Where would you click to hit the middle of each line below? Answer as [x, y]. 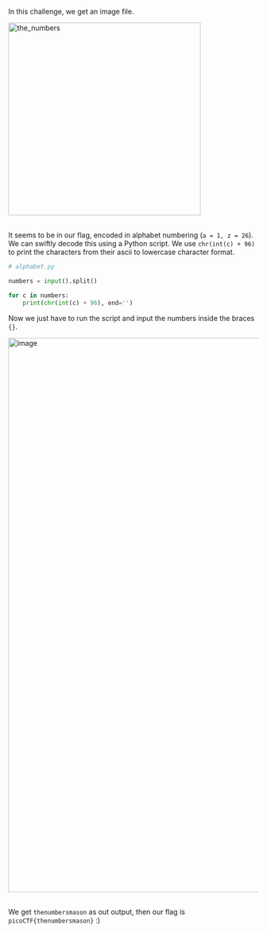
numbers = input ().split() [53, 281]
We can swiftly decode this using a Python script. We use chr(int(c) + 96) [132, 243]
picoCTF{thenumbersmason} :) [54, 920]
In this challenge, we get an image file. [71, 12]
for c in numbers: [39, 295]
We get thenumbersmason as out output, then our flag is [97, 911]
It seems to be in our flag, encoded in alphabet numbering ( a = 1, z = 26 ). [131, 235]
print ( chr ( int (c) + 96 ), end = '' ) [78, 303]
